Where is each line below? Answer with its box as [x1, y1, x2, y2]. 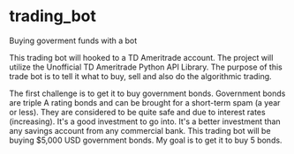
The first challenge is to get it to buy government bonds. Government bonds [9, 88, 286, 99]
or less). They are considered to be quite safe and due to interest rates [9, 106, 267, 117]
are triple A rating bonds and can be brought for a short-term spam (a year [9, 97, 281, 107]
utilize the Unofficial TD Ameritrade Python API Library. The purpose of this [9, 62, 283, 72]
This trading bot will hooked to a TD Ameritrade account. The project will [9, 52, 274, 62]
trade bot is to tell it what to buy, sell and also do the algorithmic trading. [9, 70, 272, 81]
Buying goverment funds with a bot [9, 35, 138, 46]
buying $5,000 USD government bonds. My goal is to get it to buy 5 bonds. [9, 135, 283, 145]
